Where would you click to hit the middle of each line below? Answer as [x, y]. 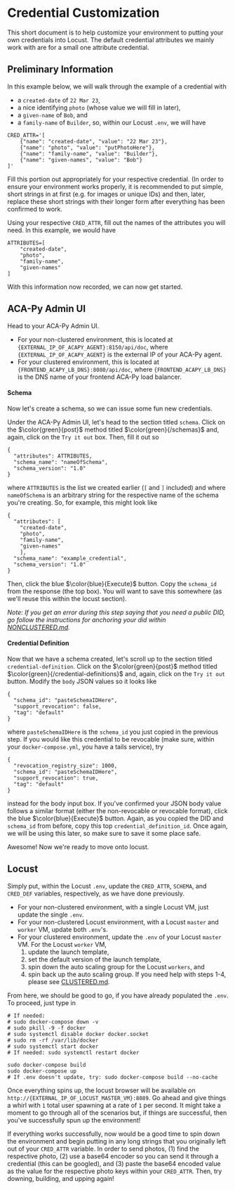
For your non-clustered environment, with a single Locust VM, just [113, 907]
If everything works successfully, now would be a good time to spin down [114, 1134]
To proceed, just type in [41, 1002]
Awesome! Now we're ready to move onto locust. [78, 847]
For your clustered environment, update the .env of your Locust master [120, 937]
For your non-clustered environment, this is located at [95, 339]
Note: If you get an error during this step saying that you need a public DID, [116, 612]
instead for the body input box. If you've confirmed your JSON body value [114, 803]
